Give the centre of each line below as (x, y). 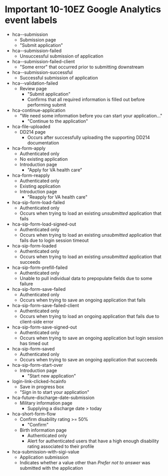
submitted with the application (51, 468)
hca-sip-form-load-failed (38, 202)
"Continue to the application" (58, 121)
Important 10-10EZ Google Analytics (83, 9)
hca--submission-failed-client (43, 61)
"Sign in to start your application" (54, 392)
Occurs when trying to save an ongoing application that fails (82, 300)
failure (26, 284)
